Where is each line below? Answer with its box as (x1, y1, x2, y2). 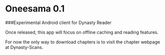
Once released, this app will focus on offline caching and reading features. (5, 29, 159, 35)
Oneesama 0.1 (5, 3, 65, 14)
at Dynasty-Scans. (5, 44, 43, 50)
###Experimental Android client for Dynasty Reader (5, 19, 111, 25)
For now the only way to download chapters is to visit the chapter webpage (5, 38, 160, 45)
